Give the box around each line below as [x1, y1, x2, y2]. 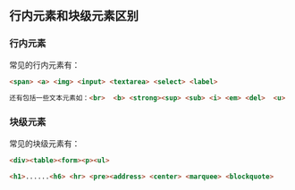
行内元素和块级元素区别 [9, 8, 139, 24]
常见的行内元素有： [9, 59, 80, 70]
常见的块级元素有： [9, 137, 80, 149]
